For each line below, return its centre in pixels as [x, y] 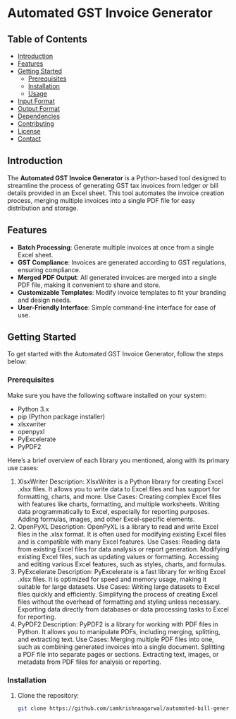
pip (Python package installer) [61, 416]
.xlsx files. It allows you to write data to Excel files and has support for [119, 489]
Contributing [36, 124]
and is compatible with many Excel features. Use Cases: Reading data [119, 542]
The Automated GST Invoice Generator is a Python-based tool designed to [117, 177]
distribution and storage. [43, 208]
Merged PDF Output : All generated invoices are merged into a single [117, 277]
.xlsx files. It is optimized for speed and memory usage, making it [112, 579]
